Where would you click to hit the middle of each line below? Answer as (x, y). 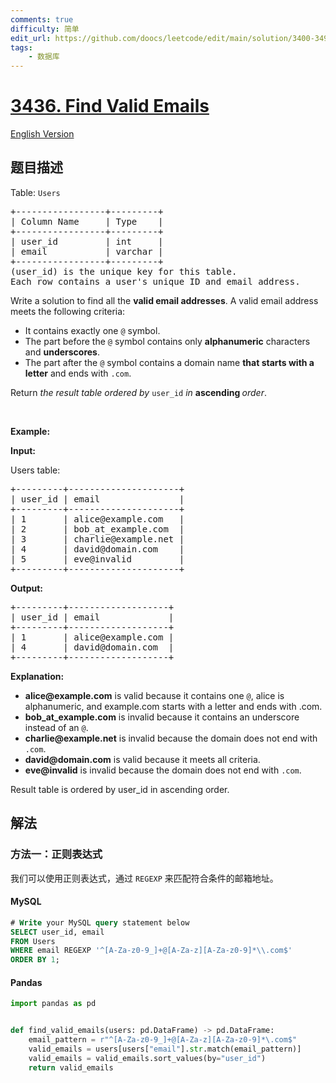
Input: (23, 450)
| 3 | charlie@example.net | (97, 539)
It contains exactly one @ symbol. (92, 330)
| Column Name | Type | (87, 221)
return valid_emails (71, 1067)
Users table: (35, 470)
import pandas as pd (53, 1004)
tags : (21, 47)
